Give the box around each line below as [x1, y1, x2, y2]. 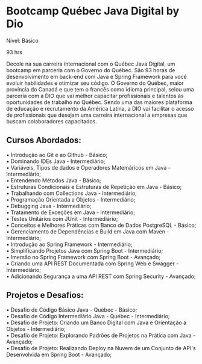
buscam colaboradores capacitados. [6, 117, 98, 125]
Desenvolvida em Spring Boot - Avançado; [6, 351, 112, 358]
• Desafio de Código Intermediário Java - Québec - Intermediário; [6, 312, 170, 319]
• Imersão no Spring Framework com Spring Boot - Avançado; [6, 253, 161, 261]
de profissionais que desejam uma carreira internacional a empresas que [6, 111, 188, 119]
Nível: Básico [6, 37, 39, 44]
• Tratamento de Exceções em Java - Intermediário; [6, 209, 136, 216]
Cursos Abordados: [6, 135, 81, 146]
